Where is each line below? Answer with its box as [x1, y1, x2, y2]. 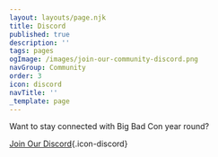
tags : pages [9, 47, 54, 56]
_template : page [9, 96, 70, 106]
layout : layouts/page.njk [9, 13, 106, 22]
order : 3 [9, 72, 42, 81]
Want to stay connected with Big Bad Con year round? [9, 121, 209, 132]
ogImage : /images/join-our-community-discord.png [9, 55, 199, 64]
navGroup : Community [9, 64, 87, 73]
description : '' [9, 38, 70, 48]
